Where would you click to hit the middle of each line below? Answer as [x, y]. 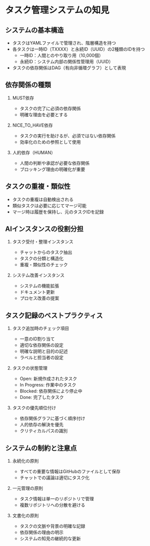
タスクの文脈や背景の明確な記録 [52, 526]
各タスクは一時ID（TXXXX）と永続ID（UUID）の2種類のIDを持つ [78, 49]
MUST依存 [23, 98]
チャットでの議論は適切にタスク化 [55, 478]
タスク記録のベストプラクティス [54, 315]
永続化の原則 [25, 461]
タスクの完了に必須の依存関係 [50, 108]
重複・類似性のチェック [44, 265]
